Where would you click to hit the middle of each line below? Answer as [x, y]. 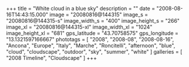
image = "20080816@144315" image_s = [99, 15]
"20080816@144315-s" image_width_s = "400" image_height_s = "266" [93, 21]
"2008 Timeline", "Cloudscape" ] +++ [52, 58]
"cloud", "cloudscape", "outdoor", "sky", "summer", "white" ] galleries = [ [94, 52]
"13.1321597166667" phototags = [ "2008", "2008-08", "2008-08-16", [90, 39]
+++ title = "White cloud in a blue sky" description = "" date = [81, 8]
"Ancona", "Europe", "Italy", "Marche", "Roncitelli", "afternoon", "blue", [91, 45]
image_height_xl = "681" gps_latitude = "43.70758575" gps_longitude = [92, 33]
